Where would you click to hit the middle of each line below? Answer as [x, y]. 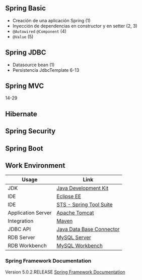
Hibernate [21, 114]
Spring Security [30, 131]
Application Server [30, 213]
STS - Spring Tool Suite [85, 205]
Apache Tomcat [75, 213]
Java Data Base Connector [88, 229]
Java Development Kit [83, 188]
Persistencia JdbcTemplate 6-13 [46, 70]
